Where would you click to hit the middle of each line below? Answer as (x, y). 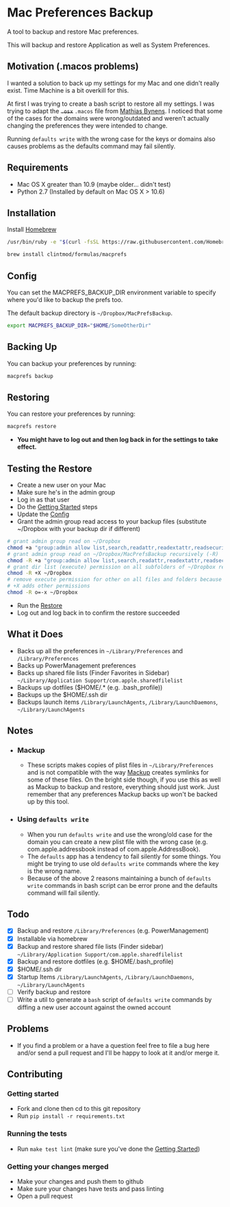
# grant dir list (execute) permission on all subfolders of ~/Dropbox (111, 567)
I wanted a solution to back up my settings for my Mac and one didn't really (113, 83)
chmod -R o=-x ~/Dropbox (42, 592)
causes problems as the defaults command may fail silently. (91, 146)
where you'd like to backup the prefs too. (65, 299)
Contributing (35, 1074)
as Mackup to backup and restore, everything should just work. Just (123, 787)
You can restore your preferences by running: (71, 414)
